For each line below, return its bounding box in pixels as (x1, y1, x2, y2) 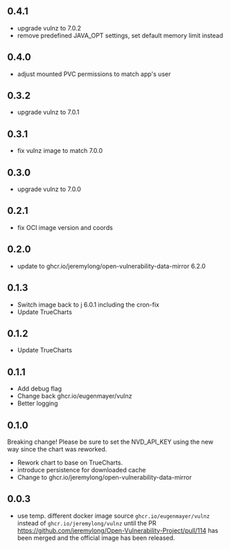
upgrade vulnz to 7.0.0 (17, 185, 82, 193)
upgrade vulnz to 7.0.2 (17, 24, 82, 32)
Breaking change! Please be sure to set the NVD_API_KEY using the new (7, 438, 213, 446)
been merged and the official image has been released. (17, 533, 175, 542)
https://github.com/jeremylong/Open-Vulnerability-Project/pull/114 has (17, 526, 218, 534)
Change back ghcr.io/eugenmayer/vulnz (17, 392, 132, 400)
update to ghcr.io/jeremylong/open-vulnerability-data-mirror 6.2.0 (17, 262, 206, 270)
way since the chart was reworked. (7, 444, 107, 453)
